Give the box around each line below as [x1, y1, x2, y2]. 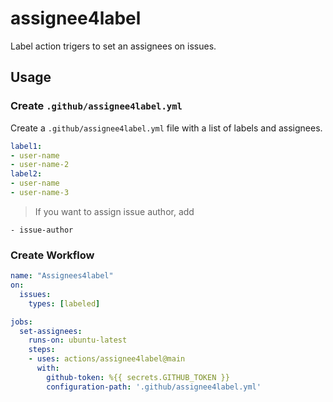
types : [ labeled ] [28, 298, 101, 309]
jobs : [10, 317, 33, 327]
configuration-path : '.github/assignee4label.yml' [46, 382, 262, 392]
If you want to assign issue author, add [34, 205, 195, 217]
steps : [28, 345, 56, 355]
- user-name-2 [10, 160, 70, 170]
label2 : [10, 169, 43, 179]
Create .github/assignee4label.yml [10, 99, 183, 113]
